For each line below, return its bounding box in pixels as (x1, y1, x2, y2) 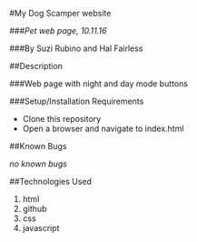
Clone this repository (22, 114, 102, 124)
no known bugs (9, 158, 68, 169)
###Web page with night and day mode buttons (9, 78, 189, 89)
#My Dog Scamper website (9, 8, 112, 18)
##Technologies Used (9, 176, 93, 187)
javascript (22, 223, 60, 233)
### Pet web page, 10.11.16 (9, 25, 107, 35)
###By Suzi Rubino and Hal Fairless (9, 43, 143, 54)
